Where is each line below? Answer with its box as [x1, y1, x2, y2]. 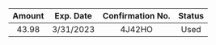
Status [177, 10, 205, 21]
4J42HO [120, 24, 154, 35]
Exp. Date [54, 10, 93, 21]
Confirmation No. [102, 10, 171, 21]
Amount [12, 10, 44, 21]
